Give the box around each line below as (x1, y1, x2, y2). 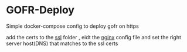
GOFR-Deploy (6, 3, 75, 17)
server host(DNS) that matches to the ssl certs (6, 40, 118, 47)
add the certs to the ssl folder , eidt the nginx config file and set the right (6, 34, 182, 40)
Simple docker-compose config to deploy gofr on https (6, 23, 139, 29)
